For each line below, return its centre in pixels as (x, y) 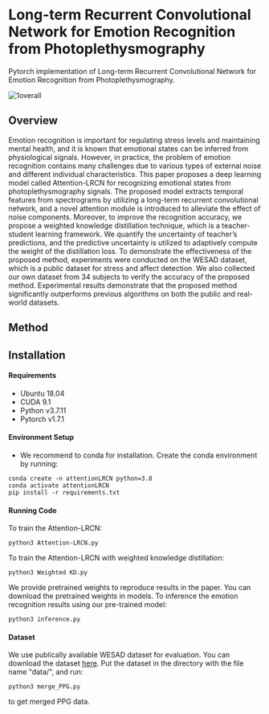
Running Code (33, 510)
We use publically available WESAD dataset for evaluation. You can (119, 655)
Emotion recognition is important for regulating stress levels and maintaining (134, 140)
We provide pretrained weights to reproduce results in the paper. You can (130, 588)
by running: (39, 463)
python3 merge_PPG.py (45, 687)
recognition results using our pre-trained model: (88, 605)
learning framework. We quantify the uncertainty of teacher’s (136, 234)
